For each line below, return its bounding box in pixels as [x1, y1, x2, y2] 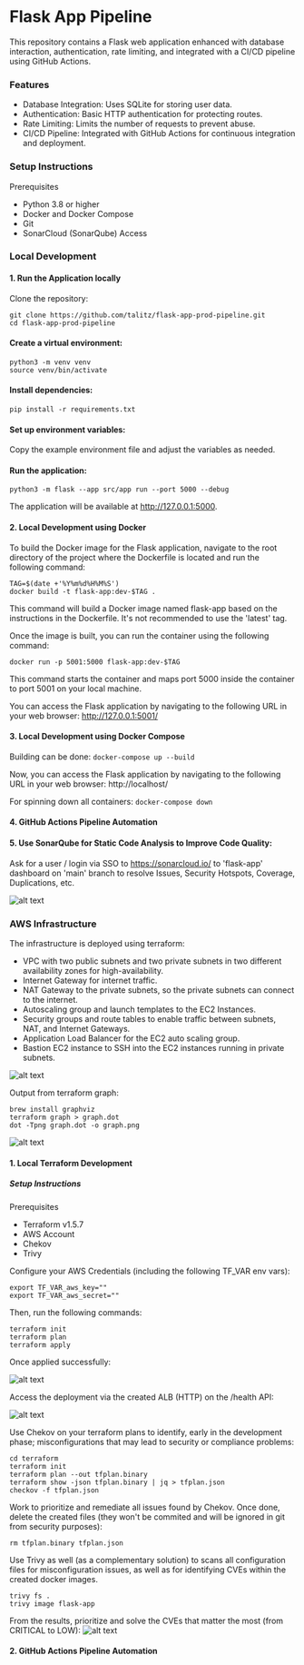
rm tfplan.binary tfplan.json [9, 1538, 124, 1548]
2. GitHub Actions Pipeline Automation [9, 1646, 158, 1657]
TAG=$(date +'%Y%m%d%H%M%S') [9, 579, 120, 588]
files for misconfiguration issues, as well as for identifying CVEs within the [9, 1564, 287, 1575]
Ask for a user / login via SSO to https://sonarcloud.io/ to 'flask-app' [9, 857, 263, 868]
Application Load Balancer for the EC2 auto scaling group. [22, 1033, 240, 1044]
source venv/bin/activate [9, 365, 107, 374]
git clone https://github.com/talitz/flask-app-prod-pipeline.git [9, 311, 266, 320]
